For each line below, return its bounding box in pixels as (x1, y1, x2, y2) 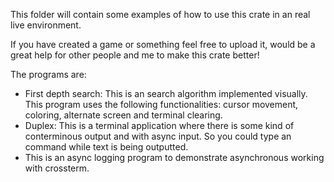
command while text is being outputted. (24, 141, 189, 153)
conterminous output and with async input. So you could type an (24, 130, 292, 142)
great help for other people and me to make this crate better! (10, 49, 260, 61)
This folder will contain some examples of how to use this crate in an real (10, 9, 311, 20)
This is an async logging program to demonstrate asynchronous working (24, 152, 325, 163)
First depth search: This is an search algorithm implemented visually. (24, 88, 308, 99)
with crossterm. (24, 162, 90, 174)
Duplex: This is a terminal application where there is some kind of (24, 120, 295, 131)
